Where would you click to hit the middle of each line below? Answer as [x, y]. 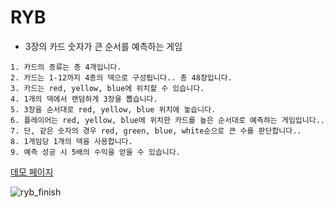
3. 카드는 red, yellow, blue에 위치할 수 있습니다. [107, 88]
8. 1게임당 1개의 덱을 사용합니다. [71, 141]
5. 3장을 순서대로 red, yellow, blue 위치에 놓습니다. [113, 109]
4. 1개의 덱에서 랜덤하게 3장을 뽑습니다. [84, 99]
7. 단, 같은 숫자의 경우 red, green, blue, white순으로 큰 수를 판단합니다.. [156, 131]
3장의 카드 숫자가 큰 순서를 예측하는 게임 [103, 46]
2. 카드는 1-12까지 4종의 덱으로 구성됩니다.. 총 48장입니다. [121, 77]
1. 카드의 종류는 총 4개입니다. [66, 67]
